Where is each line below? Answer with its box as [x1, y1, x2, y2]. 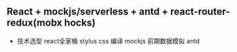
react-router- [169, 6, 231, 18]
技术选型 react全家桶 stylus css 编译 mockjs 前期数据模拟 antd [16, 36, 200, 45]
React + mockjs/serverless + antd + [6, 6, 169, 18]
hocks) [64, 17, 96, 29]
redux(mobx [6, 17, 63, 29]
